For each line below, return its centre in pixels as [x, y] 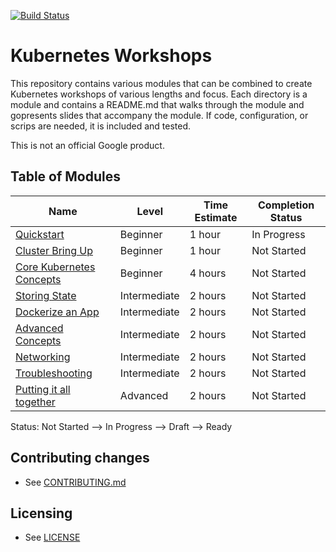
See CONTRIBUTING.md [75, 482]
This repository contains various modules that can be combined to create [161, 83]
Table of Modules [66, 176]
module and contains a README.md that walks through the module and [157, 104]
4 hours [208, 273]
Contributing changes [80, 458]
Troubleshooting [54, 373]
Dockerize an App [57, 312]
